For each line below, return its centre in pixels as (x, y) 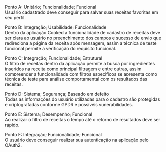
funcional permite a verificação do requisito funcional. (61, 48)
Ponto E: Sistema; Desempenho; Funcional (49, 114)
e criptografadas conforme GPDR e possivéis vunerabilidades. (69, 105)
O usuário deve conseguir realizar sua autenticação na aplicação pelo (77, 140)
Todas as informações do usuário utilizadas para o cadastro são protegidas (83, 99)
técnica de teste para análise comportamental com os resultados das (76, 79)
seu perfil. (15, 18)
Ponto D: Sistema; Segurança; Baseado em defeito (57, 94)
